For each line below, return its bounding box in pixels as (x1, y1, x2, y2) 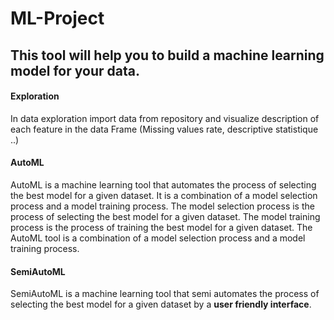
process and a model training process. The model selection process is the (10, 200, 315, 212)
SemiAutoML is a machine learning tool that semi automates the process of (10, 288, 320, 300)
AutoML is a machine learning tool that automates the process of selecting (10, 178, 317, 191)
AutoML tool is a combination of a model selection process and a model (10, 232, 306, 244)
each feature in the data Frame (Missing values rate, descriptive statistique (10, 123, 319, 135)
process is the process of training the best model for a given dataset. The (10, 221, 313, 233)
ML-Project (10, 7, 105, 30)
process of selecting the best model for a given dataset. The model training (10, 210, 321, 222)
